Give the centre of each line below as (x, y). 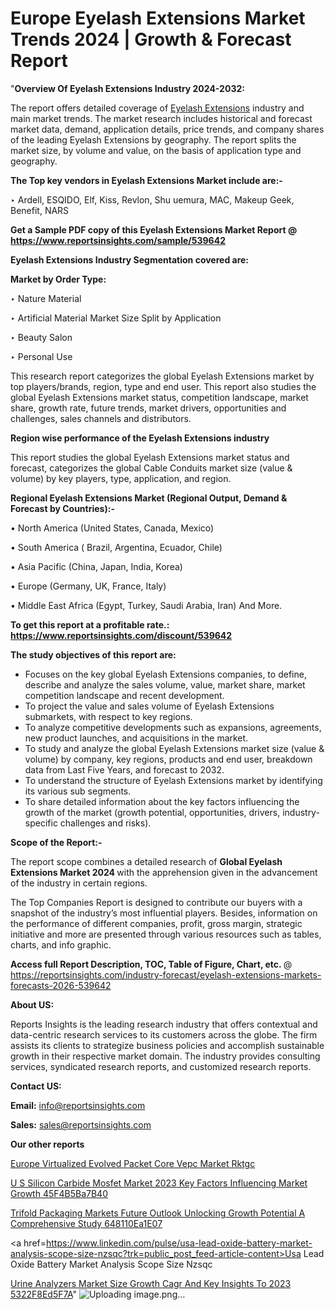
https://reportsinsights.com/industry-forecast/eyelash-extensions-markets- (166, 974)
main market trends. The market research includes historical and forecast (161, 118)
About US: (32, 1004)
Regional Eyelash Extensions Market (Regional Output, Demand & (149, 498)
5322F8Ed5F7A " (44, 1294)
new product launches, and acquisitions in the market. (136, 738)
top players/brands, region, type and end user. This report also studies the (163, 386)
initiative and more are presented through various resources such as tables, (166, 934)
